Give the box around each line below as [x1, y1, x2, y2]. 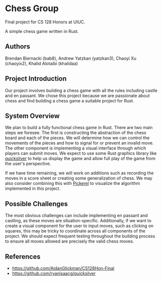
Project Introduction [5, 75, 67, 83]
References [5, 252, 41, 261]
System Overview [5, 112, 60, 120]
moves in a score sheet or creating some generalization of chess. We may [5, 175, 152, 181]
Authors [5, 42, 30, 51]
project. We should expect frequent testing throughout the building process [5, 233, 156, 239]
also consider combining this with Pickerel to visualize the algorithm [5, 181, 140, 186]
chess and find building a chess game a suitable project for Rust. [5, 98, 134, 103]
